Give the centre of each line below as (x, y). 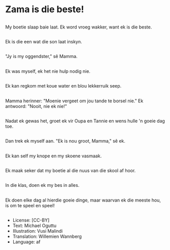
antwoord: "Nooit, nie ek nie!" (36, 106)
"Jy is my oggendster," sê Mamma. (41, 57)
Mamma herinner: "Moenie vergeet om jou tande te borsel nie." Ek (74, 101)
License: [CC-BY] (31, 220)
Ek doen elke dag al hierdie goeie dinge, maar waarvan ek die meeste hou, (83, 200)
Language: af (26, 242)
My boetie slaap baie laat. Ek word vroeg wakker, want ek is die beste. (79, 27)
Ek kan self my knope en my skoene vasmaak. (54, 156)
